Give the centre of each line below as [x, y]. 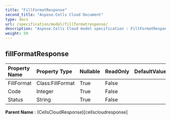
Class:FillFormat [55, 83]
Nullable [90, 71]
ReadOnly [117, 71]
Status [16, 99]
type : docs [17, 19]
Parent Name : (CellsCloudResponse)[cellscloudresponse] [67, 112]
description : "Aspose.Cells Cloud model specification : [67, 29]
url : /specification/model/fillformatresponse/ [57, 24]
